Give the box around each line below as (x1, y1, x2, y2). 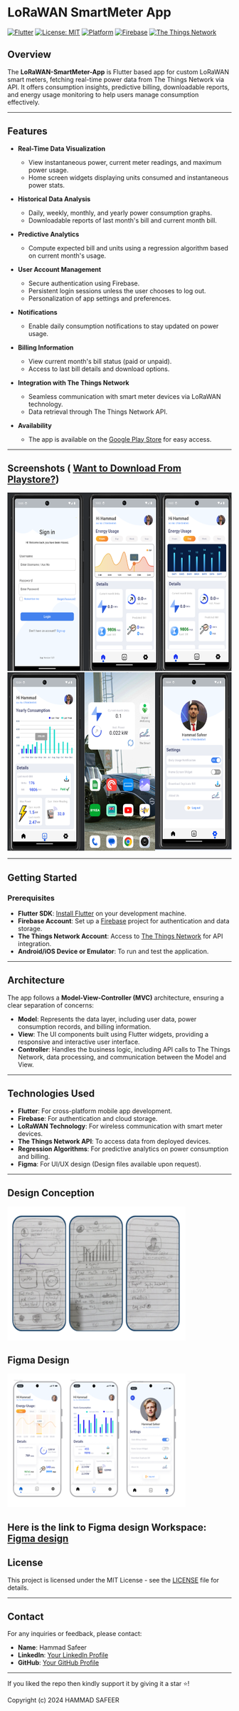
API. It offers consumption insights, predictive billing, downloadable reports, (7, 83, 230, 91)
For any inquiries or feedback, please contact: (7, 1630, 142, 1638)
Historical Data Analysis (17, 194, 91, 203)
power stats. (28, 181, 65, 189)
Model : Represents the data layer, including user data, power (17, 1015, 197, 1023)
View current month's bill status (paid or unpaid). (28, 357, 172, 365)
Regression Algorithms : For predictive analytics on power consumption (17, 1144, 229, 1153)
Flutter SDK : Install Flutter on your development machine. (17, 909, 187, 918)
